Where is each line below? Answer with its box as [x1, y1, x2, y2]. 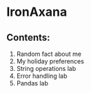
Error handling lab [16, 72, 68, 80]
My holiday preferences [16, 57, 84, 65]
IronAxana [6, 4, 68, 20]
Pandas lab [16, 79, 49, 87]
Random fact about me [16, 50, 82, 58]
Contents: [6, 32, 50, 43]
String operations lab [16, 65, 77, 72]
